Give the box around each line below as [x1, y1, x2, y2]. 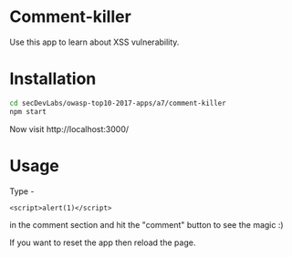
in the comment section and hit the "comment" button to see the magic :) [9, 219, 285, 230]
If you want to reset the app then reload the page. [9, 237, 196, 248]
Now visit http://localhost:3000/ [9, 123, 130, 134]
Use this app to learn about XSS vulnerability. [9, 36, 180, 47]
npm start [9, 107, 47, 116]
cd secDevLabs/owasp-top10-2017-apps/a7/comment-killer [9, 98, 226, 108]
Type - [9, 185, 35, 197]
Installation [9, 68, 97, 89]
